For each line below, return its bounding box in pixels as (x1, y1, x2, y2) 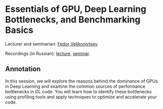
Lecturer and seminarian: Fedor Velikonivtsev (5, 41, 98, 47)
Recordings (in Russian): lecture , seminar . (5, 51, 90, 56)
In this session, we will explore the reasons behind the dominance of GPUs (5, 78, 158, 84)
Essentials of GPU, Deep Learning (5, 3, 147, 15)
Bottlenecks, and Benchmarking (5, 14, 141, 25)
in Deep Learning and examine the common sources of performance (5, 83, 146, 89)
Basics (5, 25, 34, 36)
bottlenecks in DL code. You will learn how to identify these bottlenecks (5, 88, 152, 95)
